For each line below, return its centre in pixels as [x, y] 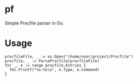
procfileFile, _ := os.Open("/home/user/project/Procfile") [69, 56]
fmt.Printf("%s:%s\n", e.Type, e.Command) [54, 69]
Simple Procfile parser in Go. [34, 23]
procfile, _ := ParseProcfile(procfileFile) [52, 61]
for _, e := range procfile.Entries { [45, 65]
